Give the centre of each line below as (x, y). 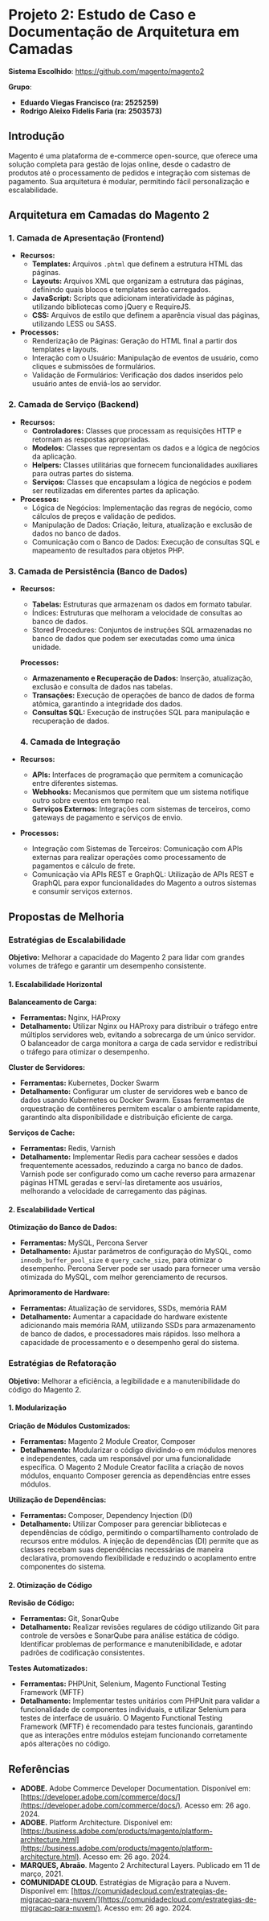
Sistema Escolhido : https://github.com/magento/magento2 (106, 71)
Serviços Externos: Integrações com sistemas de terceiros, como (141, 809)
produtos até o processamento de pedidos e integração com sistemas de (129, 173)
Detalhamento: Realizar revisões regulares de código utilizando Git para (139, 1627)
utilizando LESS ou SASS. (74, 324)
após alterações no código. (65, 1744)
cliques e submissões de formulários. (94, 367)
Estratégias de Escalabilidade (67, 940)
